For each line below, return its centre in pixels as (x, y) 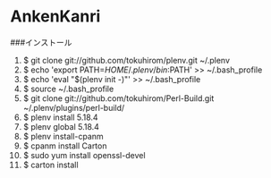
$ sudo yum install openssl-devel (84, 155)
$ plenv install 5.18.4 (60, 117)
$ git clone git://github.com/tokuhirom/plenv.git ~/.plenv (127, 60)
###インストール (41, 42)
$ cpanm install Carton (65, 146)
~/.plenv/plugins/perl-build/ (74, 107)
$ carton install (51, 165)
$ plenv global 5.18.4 (61, 126)
